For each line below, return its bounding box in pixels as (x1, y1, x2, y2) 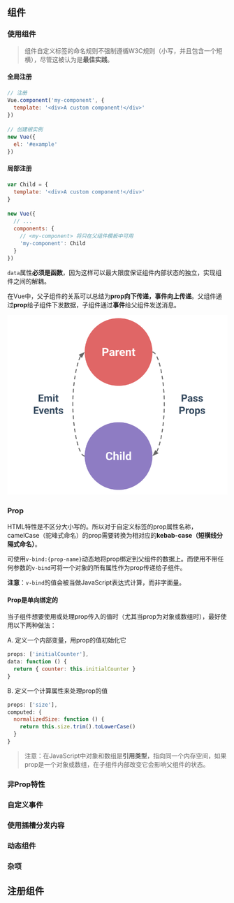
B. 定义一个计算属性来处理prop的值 (7, 687, 108, 695)
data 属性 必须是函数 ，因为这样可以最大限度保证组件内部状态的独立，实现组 (7, 268, 222, 277)
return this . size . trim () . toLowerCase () (20, 724, 136, 731)
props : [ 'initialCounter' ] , (7, 651, 89, 658)
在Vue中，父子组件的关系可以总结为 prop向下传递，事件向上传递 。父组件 (7, 292, 217, 300)
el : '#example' (13, 141, 58, 148)
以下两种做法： (13, 621, 57, 630)
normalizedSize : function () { (13, 716, 105, 723)
